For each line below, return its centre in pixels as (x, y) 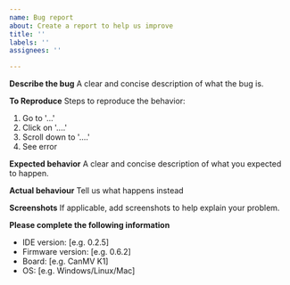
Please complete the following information (90, 225)
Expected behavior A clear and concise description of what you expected (145, 164)
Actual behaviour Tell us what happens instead (97, 191)
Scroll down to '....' (56, 137)
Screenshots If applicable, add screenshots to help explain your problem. (145, 208)
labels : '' (29, 42)
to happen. (29, 174)
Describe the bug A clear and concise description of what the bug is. (137, 84)
